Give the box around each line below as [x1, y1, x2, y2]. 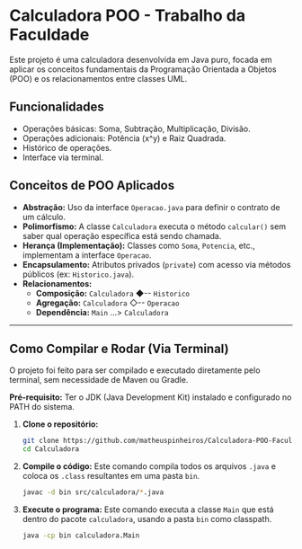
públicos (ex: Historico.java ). [22, 269, 135, 279]
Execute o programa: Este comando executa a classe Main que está [22, 504, 274, 515]
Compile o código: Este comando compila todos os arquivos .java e [22, 461, 277, 472]
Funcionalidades [9, 100, 105, 115]
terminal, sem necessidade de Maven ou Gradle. [9, 375, 189, 385]
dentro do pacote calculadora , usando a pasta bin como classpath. [22, 514, 272, 524]
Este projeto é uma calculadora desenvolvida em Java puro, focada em [9, 54, 272, 65]
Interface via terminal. [22, 152, 104, 163]
